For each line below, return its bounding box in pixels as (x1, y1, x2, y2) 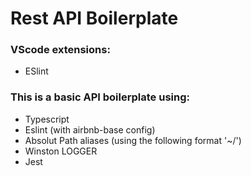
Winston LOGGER (24, 145, 98, 157)
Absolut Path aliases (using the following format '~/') (24, 134, 242, 146)
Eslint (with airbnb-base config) (24, 123, 156, 136)
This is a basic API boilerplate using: (10, 90, 190, 104)
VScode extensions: (10, 43, 111, 57)
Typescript (24, 113, 70, 125)
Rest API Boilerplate (10, 7, 179, 30)
